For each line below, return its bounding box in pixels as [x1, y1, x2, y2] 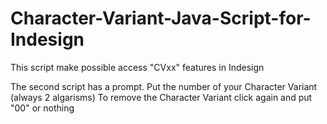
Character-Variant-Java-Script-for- [10, 7, 312, 30]
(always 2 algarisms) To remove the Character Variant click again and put [10, 91, 313, 103]
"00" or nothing [10, 102, 75, 114]
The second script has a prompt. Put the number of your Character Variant [10, 80, 318, 92]
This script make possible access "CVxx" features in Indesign [10, 61, 265, 73]
